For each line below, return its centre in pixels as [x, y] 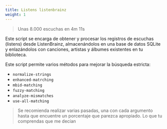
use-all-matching [31, 101]
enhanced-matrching [33, 80]
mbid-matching [27, 85]
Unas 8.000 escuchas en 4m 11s [51, 29]
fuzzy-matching [29, 90]
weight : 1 [16, 15]
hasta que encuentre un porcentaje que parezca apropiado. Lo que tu [90, 115]
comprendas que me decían [47, 121]
